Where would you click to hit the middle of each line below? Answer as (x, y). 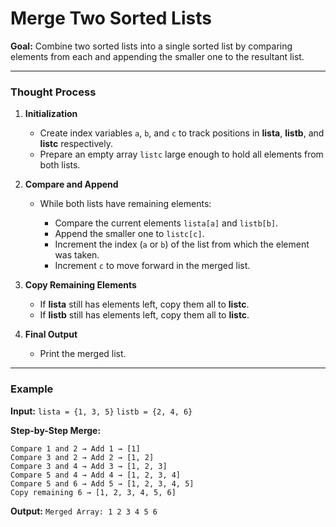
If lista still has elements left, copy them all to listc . (144, 304)
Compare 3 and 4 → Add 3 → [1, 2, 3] (89, 466)
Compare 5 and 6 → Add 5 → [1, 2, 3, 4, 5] (102, 483)
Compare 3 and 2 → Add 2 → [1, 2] (82, 457)
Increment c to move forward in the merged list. (152, 266)
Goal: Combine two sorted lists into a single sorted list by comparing (151, 46)
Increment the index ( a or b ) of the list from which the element (182, 244)
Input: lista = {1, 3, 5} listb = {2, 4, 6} (101, 411)
